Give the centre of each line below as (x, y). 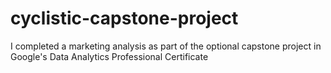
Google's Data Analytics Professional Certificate (109, 56)
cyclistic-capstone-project (124, 18)
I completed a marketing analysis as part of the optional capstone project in (166, 46)
